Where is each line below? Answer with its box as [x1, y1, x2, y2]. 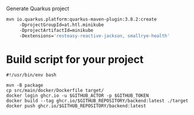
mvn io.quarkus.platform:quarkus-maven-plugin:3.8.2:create [6, 17, 157, 22]
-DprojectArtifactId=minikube [19, 27, 94, 33]
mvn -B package [6, 83, 44, 88]
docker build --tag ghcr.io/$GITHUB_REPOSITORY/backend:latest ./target [6, 98, 189, 104]
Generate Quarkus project [6, 5, 70, 12]
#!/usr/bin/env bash [6, 72, 57, 78]
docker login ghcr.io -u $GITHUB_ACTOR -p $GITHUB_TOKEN [6, 93, 149, 99]
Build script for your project [6, 52, 144, 66]
